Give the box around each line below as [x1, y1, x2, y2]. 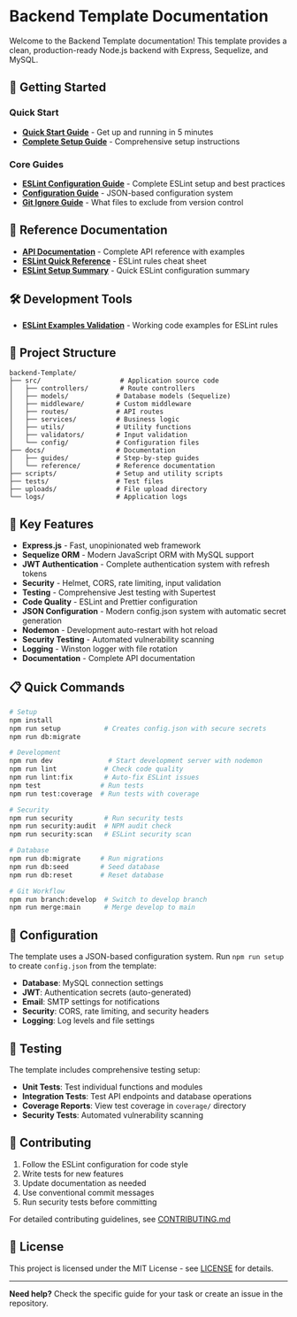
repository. [9, 1298, 49, 1308]
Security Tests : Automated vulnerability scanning [21, 1109, 203, 1121]
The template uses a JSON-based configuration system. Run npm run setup [9, 951, 285, 962]
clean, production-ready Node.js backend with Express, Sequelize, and [9, 44, 269, 55]
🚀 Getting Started [9, 80, 107, 95]
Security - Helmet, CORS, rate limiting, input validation [21, 578, 222, 589]
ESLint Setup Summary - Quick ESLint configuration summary [21, 265, 250, 275]
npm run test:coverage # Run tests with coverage [9, 789, 200, 798]
